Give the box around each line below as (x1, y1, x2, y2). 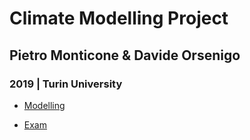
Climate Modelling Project (9, 7, 229, 30)
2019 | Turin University (9, 77, 123, 91)
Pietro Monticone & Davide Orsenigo (9, 47, 241, 64)
